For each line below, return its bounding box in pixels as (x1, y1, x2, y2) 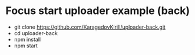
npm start (14, 42, 38, 49)
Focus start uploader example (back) (5, 4, 190, 18)
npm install (14, 36, 41, 43)
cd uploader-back (14, 29, 58, 36)
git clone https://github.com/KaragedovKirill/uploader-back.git (14, 23, 166, 30)
